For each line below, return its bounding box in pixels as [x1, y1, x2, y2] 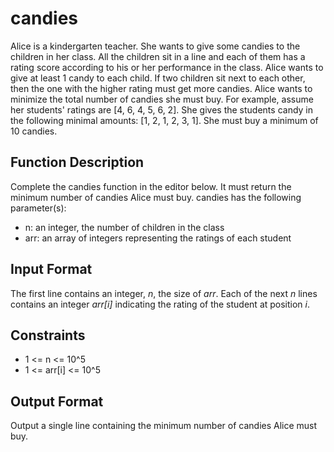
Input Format [10, 261, 93, 278]
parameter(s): [10, 202, 67, 214]
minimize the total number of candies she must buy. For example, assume [10, 93, 314, 105]
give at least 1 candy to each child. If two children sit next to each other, [10, 72, 306, 84]
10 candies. [10, 125, 58, 137]
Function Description [10, 154, 145, 171]
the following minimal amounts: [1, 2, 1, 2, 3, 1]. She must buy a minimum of [10, 114, 319, 126]
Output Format [10, 393, 104, 410]
